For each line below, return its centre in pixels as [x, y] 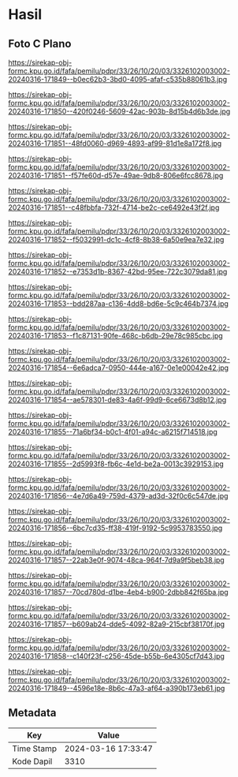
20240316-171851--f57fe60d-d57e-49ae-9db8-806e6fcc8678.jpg [116, 176]
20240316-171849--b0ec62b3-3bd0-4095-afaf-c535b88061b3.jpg [118, 79]
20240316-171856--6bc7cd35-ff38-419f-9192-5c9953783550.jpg [115, 528]
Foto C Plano [40, 44]
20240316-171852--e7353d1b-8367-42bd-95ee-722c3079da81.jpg [118, 271]
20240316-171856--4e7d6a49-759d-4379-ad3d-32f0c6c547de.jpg [118, 496]
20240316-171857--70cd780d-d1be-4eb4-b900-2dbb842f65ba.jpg [118, 592]
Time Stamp [35, 749]
